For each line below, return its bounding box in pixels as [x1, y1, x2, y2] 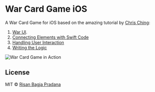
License [5, 69, 30, 77]
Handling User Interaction [12, 39, 65, 45]
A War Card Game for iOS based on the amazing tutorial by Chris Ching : [5, 20, 151, 25]
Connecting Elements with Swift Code [12, 34, 89, 40]
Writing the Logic [12, 45, 47, 50]
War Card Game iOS [5, 3, 87, 15]
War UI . [12, 29, 28, 35]
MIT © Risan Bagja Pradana [5, 81, 61, 87]
